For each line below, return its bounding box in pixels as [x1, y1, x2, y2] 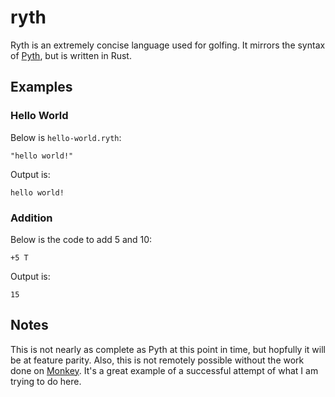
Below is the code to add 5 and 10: [10, 233, 153, 245]
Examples [10, 79, 73, 96]
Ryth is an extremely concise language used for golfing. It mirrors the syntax [10, 39, 326, 51]
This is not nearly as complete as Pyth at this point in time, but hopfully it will [10, 343, 326, 355]
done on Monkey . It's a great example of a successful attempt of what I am [10, 364, 319, 376]
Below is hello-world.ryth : [10, 131, 122, 143]
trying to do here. [10, 375, 82, 387]
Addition [10, 211, 53, 225]
